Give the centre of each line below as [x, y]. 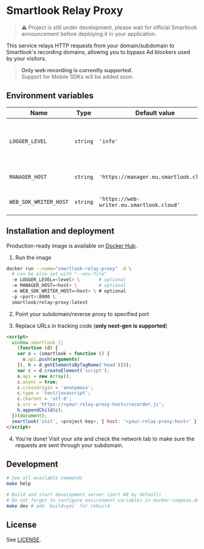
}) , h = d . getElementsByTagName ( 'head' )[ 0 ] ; [74, 365]
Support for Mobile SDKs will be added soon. [77, 76]
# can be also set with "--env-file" [59, 274]
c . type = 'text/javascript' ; [54, 393]
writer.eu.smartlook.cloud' [140, 205]
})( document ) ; [29, 416]
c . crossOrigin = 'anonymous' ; [56, 388]
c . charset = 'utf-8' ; [44, 399]
